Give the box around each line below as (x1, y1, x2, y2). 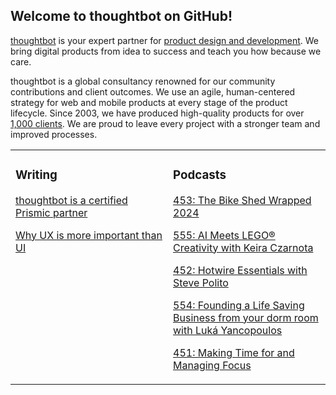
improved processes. (10, 128, 98, 140)
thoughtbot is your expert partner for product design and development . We (10, 34, 319, 46)
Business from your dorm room (173, 310, 319, 324)
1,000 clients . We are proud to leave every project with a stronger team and (10, 117, 321, 129)
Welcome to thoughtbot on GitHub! (10, 8, 233, 25)
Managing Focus (173, 358, 252, 372)
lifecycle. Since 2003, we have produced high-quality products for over (10, 107, 305, 119)
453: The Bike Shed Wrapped (173, 193, 312, 207)
